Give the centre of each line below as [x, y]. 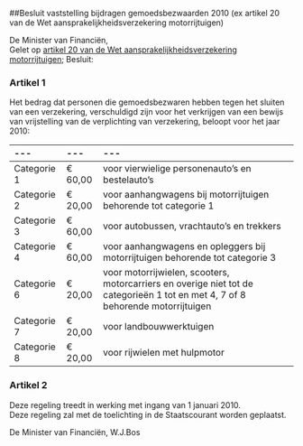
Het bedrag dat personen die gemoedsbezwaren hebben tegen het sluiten [147, 102]
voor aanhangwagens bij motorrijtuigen [186, 195]
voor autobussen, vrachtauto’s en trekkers [192, 227]
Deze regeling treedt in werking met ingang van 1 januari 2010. [125, 404]
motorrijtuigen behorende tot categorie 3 [190, 258]
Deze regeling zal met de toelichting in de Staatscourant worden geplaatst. [148, 414]
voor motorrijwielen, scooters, [166, 273]
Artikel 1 [28, 82]
